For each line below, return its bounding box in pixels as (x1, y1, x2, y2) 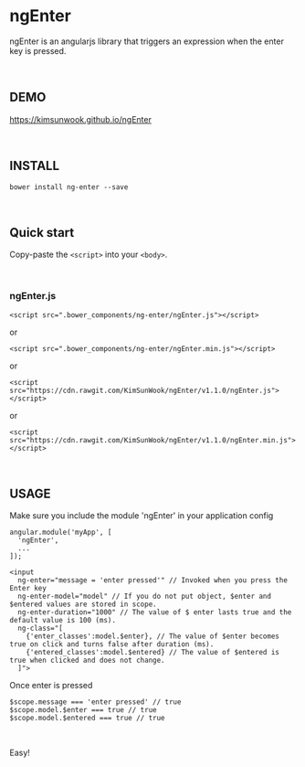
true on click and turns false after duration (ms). (9, 640, 215, 649)
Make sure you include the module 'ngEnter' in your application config (9, 510, 274, 521)
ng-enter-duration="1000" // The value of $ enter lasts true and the (17, 608, 292, 617)
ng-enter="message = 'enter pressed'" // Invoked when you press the (17, 576, 288, 585)
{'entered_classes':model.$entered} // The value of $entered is (26, 648, 280, 657)
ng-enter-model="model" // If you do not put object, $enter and (17, 591, 272, 602)
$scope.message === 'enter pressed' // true (9, 698, 182, 707)
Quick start (9, 225, 75, 240)
